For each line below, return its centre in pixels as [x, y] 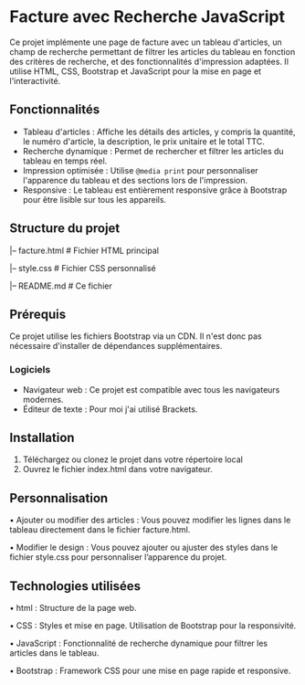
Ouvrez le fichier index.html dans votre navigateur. [117, 469]
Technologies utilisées [75, 586]
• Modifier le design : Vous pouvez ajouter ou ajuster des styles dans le [144, 548]
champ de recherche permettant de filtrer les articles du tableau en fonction [152, 51]
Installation [42, 438]
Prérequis [38, 314]
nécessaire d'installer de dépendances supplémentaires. [116, 346]
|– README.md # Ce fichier [61, 286]
